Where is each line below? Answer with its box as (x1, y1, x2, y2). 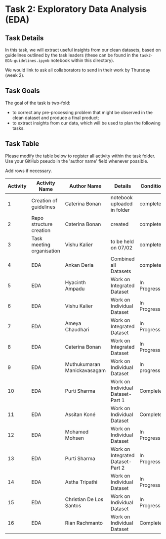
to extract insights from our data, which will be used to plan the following (12, 120, 161, 126)
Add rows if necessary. (5, 168, 52, 174)
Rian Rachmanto (65, 519, 103, 526)
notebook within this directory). (50, 58, 115, 63)
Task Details (5, 34, 44, 42)
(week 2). (5, 72, 25, 78)
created (110, 221, 129, 228)
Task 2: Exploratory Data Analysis (5, 3, 147, 15)
